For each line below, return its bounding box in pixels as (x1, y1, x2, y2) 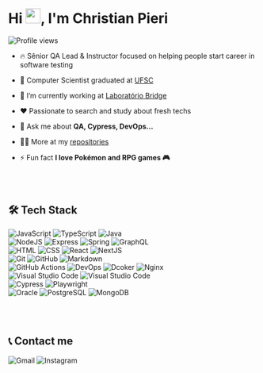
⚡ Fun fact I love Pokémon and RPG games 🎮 (19, 152, 170, 162)
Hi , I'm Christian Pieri (8, 10, 169, 28)
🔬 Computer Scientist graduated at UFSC (19, 75, 154, 85)
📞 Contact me (8, 334, 74, 348)
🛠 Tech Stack (8, 203, 78, 217)
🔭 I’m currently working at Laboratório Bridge (19, 90, 167, 100)
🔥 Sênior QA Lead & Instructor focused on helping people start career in (19, 51, 255, 60)
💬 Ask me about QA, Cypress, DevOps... (19, 121, 154, 131)
